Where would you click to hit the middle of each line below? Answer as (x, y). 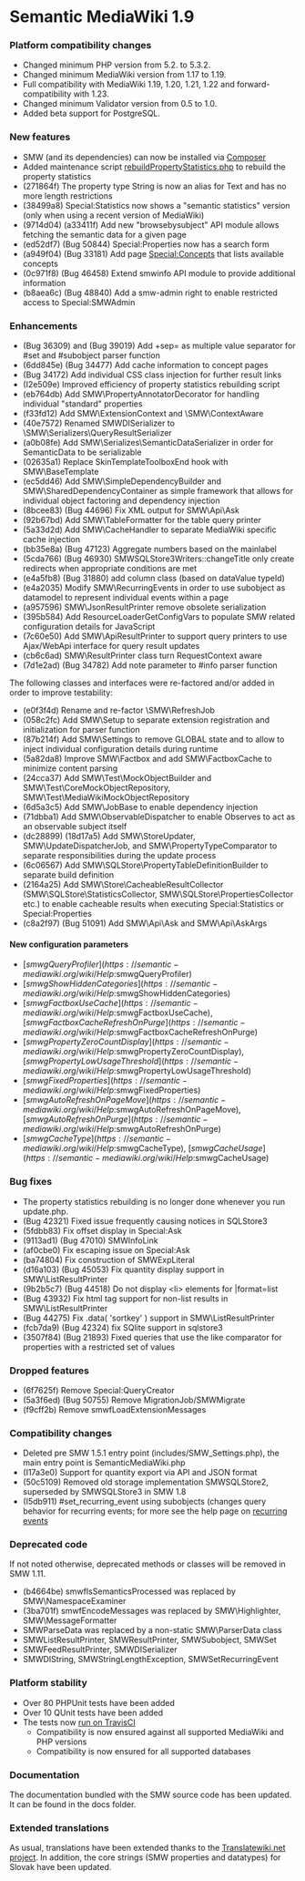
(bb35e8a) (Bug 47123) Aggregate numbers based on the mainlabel (150, 550)
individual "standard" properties (82, 404)
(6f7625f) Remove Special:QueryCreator (98, 1390)
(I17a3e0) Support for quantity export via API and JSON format (140, 1473)
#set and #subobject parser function (91, 355)
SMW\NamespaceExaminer (74, 1601)
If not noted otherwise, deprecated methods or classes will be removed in (148, 1564)
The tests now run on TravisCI (79, 1722)
